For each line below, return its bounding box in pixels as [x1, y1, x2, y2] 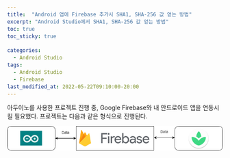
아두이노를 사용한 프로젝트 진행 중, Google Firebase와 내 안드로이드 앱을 [7, 103, 201, 112]
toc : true [7, 25, 36, 32]
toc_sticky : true [7, 33, 57, 40]
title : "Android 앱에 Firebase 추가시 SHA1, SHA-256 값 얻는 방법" [7, 11, 192, 18]
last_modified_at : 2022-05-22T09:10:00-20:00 [7, 83, 139, 90]
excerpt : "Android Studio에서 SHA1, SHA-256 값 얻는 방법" [7, 18, 169, 25]
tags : [7, 62, 23, 68]
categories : [7, 47, 41, 54]
